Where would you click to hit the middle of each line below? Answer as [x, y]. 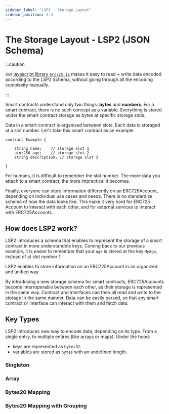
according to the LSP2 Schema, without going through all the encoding [79, 79]
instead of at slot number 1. [34, 257]
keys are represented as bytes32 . [47, 347]
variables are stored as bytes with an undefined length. [70, 352]
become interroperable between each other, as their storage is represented [84, 287]
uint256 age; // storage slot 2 [52, 153]
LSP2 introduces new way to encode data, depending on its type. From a [81, 332]
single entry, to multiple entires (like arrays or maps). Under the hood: [78, 337]
